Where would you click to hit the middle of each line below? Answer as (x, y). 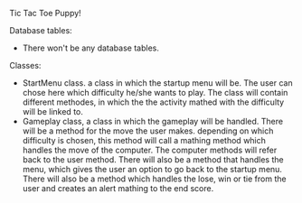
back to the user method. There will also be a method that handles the (153, 160)
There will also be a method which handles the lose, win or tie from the (154, 179)
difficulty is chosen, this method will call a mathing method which (144, 140)
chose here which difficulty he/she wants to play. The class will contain (155, 92)
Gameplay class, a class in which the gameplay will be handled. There (152, 121)
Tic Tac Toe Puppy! (45, 13)
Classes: (25, 65)
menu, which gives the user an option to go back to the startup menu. (152, 169)
